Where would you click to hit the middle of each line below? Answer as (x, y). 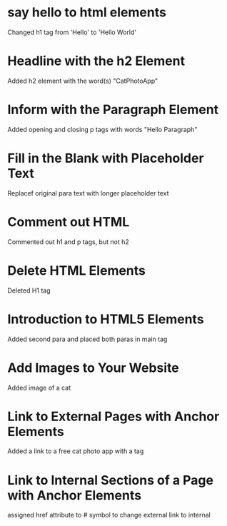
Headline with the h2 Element (96, 61)
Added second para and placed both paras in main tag (87, 339)
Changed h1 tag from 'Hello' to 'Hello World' (72, 32)
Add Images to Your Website (94, 368)
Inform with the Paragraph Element (113, 110)
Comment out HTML (69, 222)
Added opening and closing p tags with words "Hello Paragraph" (102, 129)
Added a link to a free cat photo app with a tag (76, 451)
